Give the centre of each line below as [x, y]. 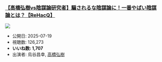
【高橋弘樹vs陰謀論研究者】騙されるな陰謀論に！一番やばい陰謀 [81, 7]
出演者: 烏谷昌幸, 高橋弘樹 [38, 55]
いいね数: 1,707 [27, 48]
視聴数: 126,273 [28, 42]
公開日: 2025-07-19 [32, 36]
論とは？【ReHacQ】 [30, 15]
